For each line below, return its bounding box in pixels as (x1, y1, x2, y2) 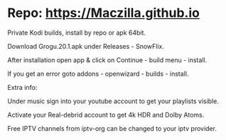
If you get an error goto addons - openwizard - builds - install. (7, 69, 189, 78)
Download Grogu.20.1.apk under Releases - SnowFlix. (7, 42, 165, 50)
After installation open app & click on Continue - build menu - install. (7, 55, 208, 64)
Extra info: (7, 83, 38, 91)
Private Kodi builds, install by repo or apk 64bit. (7, 28, 146, 37)
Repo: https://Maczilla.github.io (7, 5, 200, 21)
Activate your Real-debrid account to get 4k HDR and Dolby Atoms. (7, 110, 205, 119)
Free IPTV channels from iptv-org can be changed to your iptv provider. (7, 124, 217, 132)
